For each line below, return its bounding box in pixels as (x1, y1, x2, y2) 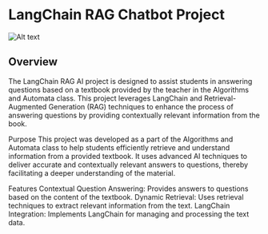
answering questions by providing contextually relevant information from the (8, 110, 260, 120)
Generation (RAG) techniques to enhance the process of (48, 101, 234, 111)
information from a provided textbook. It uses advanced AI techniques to (8, 151, 248, 161)
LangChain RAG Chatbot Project (8, 6, 226, 24)
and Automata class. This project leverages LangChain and (8, 93, 202, 103)
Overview (8, 55, 58, 69)
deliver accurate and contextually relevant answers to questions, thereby (8, 160, 249, 169)
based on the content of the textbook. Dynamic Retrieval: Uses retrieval (8, 192, 244, 201)
